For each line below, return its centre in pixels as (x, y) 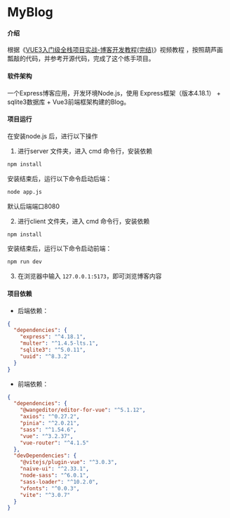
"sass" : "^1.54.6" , (48, 430)
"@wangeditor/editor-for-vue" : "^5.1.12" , (83, 410)
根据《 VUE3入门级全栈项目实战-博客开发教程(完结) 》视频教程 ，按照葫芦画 (115, 50)
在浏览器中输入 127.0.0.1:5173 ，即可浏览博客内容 (89, 276)
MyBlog (31, 12)
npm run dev (25, 262)
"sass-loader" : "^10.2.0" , (59, 482)
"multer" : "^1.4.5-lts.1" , (59, 344)
